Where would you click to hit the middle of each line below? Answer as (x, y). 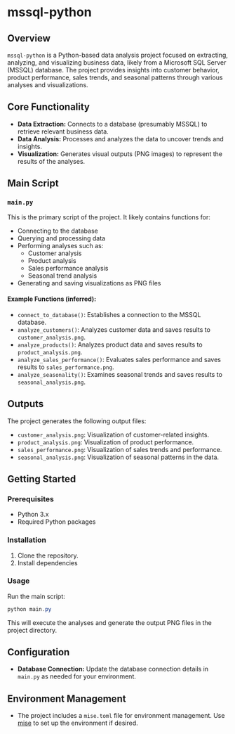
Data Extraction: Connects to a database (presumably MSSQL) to (112, 124)
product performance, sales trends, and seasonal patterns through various (115, 77)
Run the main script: (36, 596)
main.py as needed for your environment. (77, 676)
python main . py (29, 609)
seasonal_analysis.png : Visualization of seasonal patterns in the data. (118, 457)
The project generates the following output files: (77, 421)
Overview (29, 38)
